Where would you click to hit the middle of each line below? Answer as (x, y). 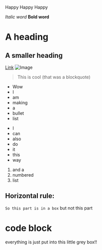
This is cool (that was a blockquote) (54, 77)
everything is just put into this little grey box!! (51, 242)
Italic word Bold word (27, 17)
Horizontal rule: (30, 196)
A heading (27, 37)
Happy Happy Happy (27, 7)
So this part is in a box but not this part (49, 208)
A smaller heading (34, 55)
